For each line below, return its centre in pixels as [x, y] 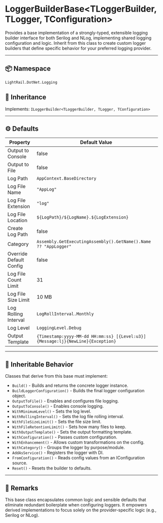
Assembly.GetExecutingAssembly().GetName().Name [94, 242]
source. [20, 463]
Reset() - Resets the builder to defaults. [52, 468]
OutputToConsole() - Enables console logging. [58, 406]
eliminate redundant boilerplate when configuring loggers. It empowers [76, 505]
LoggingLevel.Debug [59, 328]
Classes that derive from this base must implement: [57, 376]
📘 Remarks [22, 488]
